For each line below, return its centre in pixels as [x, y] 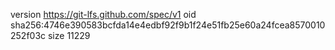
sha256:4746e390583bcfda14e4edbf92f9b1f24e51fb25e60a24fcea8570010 [168, 25]
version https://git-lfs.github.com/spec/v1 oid [103, 14]
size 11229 [69, 35]
